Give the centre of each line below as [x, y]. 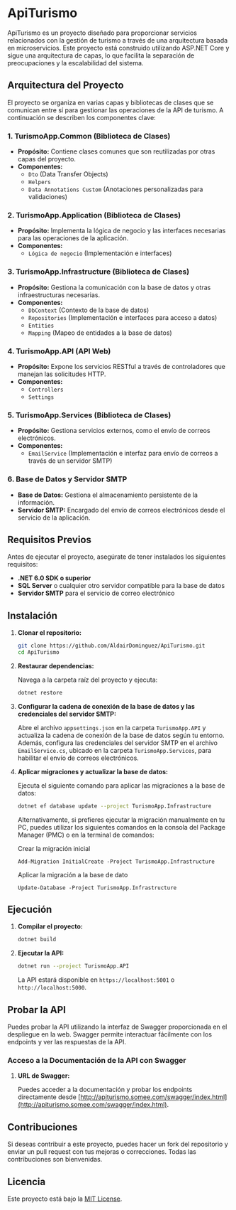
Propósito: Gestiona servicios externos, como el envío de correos [114, 431]
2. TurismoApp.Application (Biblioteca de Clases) [94, 215]
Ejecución [30, 910]
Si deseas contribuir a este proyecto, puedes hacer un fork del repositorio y [118, 1144]
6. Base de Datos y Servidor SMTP [67, 479]
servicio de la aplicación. [54, 518]
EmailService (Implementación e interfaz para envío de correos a [123, 454]
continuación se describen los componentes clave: [82, 117]
